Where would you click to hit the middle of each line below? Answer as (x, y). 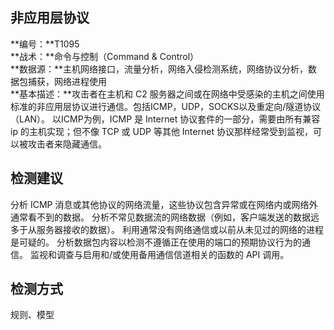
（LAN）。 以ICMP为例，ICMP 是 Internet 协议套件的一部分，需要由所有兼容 (165, 119)
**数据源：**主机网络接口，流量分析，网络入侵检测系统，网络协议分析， (159, 69)
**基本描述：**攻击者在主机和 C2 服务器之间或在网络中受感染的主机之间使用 (167, 94)
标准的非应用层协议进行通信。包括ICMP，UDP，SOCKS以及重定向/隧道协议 (166, 106)
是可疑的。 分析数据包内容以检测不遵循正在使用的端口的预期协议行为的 (156, 242)
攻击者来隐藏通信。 (67, 144)
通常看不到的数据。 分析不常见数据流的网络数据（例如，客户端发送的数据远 (165, 217)
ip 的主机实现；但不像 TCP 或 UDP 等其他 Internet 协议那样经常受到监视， (161, 131)
